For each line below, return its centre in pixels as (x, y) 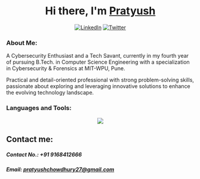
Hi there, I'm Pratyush (100, 11)
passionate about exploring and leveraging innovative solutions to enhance (99, 86)
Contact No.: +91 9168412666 (44, 154)
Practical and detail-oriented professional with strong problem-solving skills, (100, 80)
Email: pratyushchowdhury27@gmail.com (60, 169)
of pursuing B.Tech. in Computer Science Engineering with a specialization (98, 62)
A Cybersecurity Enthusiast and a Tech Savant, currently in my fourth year (98, 56)
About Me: (22, 43)
